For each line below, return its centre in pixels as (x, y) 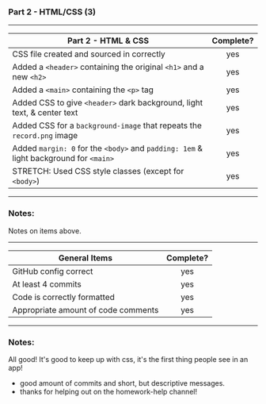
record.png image (45, 136)
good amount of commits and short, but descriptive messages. (122, 383)
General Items (85, 258)
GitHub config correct (53, 271)
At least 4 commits (47, 284)
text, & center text (45, 113)
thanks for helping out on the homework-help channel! (108, 391)
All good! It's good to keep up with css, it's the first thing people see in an (128, 359)
